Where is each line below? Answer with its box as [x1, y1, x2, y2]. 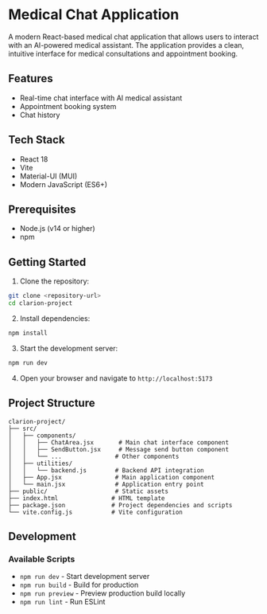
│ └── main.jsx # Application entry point [8, 480, 204, 488]
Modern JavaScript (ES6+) [19, 179, 108, 189]
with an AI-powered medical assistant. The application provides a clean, [8, 40, 245, 49]
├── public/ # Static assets [8, 487, 169, 495]
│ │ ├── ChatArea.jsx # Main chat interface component [8, 438, 229, 447]
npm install [8, 329, 48, 337]
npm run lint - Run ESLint [19, 597, 106, 607]
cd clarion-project [8, 299, 73, 307]
